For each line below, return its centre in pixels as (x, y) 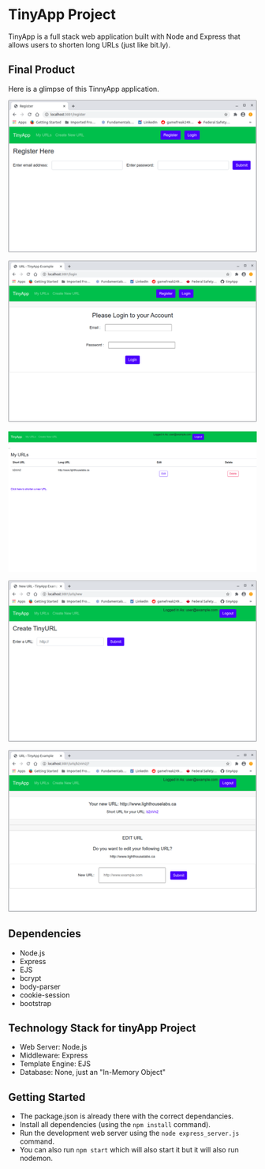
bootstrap (35, 1003)
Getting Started (47, 1097)
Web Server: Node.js (53, 1047)
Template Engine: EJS (55, 1064)
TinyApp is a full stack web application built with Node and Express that (124, 36)
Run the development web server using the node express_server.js (129, 1133)
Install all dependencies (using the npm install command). (115, 1125)
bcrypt (30, 978)
